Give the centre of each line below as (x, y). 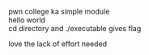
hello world (27, 20)
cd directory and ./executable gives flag (75, 28)
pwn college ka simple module (59, 12)
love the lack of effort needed (58, 44)
